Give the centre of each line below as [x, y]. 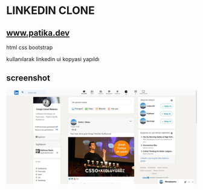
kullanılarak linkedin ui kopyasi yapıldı [53, 59]
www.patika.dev [38, 33]
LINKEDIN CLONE [50, 11]
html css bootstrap [30, 47]
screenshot [28, 78]
